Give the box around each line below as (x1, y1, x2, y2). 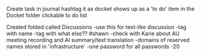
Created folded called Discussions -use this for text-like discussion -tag (6, 24, 187, 30)
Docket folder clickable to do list (6, 12, 87, 19)
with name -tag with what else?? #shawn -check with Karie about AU (6, 30, 180, 37)
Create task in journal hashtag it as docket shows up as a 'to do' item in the (6, 5, 195, 12)
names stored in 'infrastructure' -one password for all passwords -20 (6, 43, 180, 50)
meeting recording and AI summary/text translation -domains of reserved (6, 37, 190, 43)
